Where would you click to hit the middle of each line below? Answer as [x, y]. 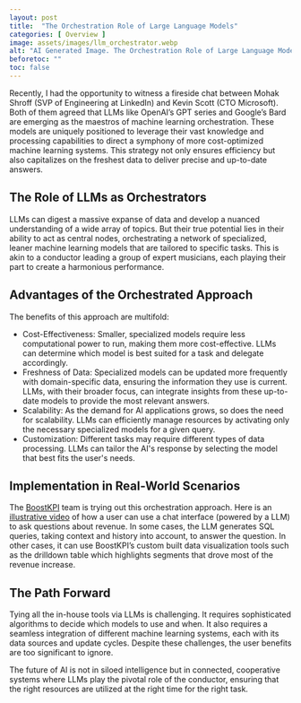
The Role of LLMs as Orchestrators [108, 198]
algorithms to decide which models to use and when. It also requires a [139, 624]
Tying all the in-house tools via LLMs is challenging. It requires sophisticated [150, 614]
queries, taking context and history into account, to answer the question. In [148, 536]
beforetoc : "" [36, 59]
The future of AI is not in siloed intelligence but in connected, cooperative [145, 670]
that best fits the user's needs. [79, 457]
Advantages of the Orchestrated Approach [131, 295]
